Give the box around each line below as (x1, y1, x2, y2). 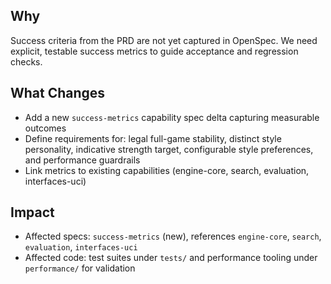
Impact (10, 204, 55, 221)
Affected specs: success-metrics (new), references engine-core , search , (24, 230, 322, 243)
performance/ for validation (24, 262, 136, 274)
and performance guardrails (24, 154, 141, 166)
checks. (10, 55, 43, 68)
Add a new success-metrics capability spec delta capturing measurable (24, 111, 320, 123)
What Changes (10, 85, 106, 102)
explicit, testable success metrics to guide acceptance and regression (10, 45, 299, 57)
